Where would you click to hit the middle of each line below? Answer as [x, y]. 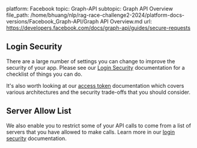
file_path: [18, 15]
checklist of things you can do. [44, 74]
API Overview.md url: [126, 21]
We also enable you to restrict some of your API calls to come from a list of [98, 125]
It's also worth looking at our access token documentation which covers [95, 85]
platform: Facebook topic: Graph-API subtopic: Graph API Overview [89, 9]
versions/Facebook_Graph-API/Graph [53, 21]
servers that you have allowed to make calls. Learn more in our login [91, 132]
